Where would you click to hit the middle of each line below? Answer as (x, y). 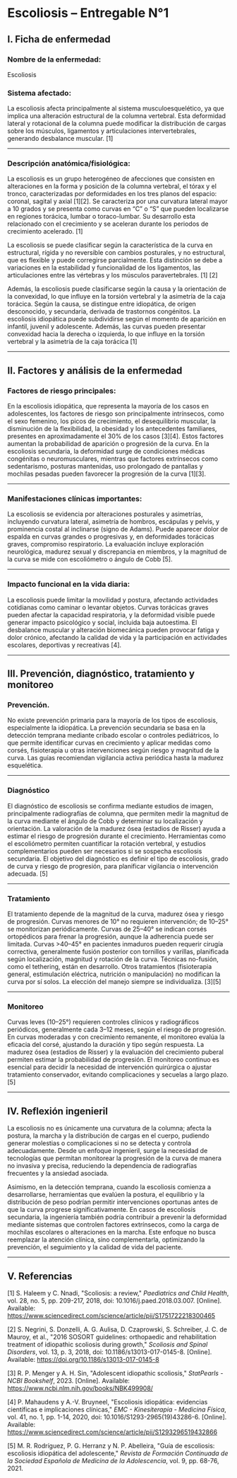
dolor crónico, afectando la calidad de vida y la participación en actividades (117, 637)
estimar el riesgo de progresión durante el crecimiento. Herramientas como (117, 836)
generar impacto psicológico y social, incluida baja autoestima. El (102, 622)
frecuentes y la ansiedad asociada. (58, 1174)
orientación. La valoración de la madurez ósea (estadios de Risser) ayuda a (116, 828)
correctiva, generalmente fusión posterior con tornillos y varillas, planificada (118, 952)
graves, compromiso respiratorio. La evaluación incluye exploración (106, 544)
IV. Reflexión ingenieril (57, 1111)
